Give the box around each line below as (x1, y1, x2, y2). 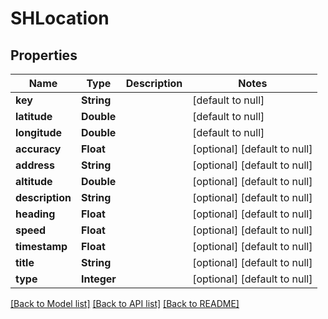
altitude (15, 175, 53, 188)
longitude (15, 126, 62, 139)
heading (15, 207, 56, 221)
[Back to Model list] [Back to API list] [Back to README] (10, 298, 240, 309)
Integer (80, 272, 117, 286)
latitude (15, 110, 53, 123)
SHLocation (10, 7, 110, 30)
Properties (10, 47, 78, 64)
